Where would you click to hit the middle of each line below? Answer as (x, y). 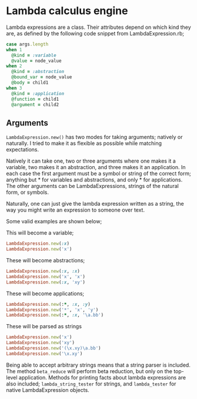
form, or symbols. (27, 192)
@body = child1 (30, 83)
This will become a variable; (40, 233)
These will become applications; (45, 294)
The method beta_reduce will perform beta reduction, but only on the (89, 371)
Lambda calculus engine (67, 11)
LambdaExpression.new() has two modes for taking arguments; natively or (94, 137)
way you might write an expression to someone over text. (76, 210)
